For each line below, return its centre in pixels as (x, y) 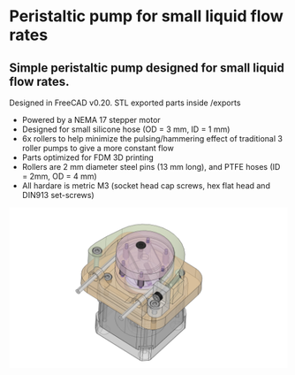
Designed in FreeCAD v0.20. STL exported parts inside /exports (125, 103)
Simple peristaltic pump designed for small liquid (147, 68)
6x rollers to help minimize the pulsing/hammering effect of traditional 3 (152, 138)
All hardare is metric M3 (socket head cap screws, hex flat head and (146, 186)
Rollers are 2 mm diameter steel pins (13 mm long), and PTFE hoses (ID (151, 167)
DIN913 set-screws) (58, 195)
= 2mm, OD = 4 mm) (59, 176)
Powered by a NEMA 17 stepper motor (91, 120)
